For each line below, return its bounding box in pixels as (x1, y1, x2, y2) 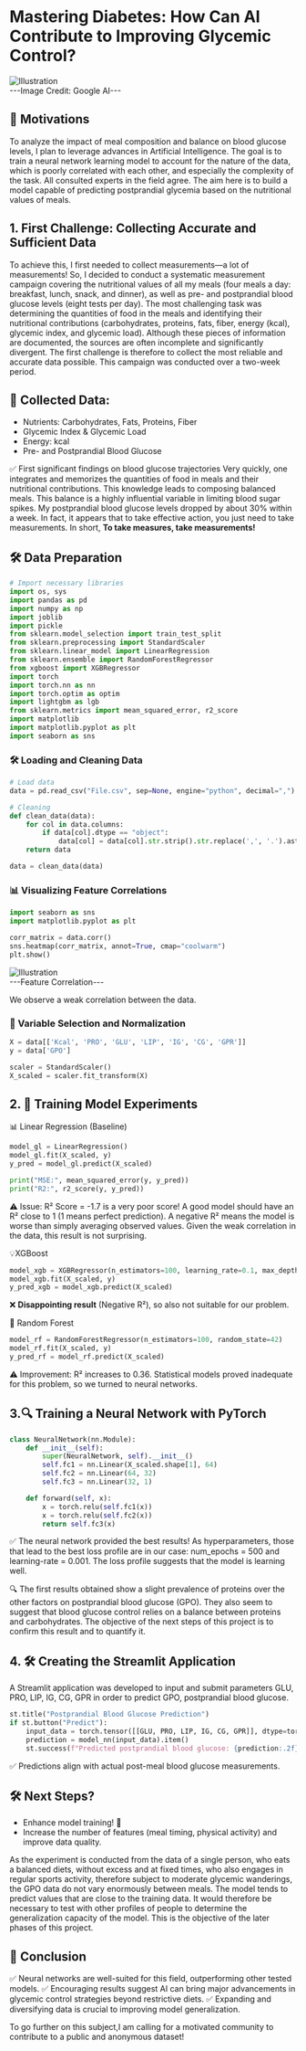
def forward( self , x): (25, 1494, 112, 1503)
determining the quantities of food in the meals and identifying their (9, 308, 262, 319)
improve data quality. (22, 1836, 102, 1847)
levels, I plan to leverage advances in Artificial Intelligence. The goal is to (9, 145, 282, 156)
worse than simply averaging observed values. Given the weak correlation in (9, 1220, 296, 1231)
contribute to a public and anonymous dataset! (9, 2031, 185, 2043)
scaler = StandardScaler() (9, 1063, 112, 1072)
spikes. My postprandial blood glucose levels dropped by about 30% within (9, 502, 293, 513)
